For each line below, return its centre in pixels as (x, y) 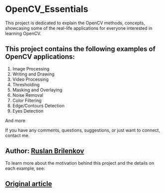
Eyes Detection (28, 111)
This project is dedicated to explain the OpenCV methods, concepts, (75, 23)
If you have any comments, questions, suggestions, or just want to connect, (83, 130)
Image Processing (31, 68)
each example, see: (25, 168)
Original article (29, 184)
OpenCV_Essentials (47, 9)
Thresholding (26, 84)
